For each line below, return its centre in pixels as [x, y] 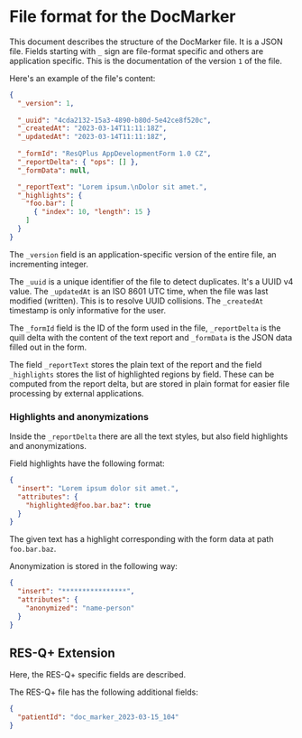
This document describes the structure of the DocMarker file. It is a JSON [146, 42]
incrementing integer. [49, 264]
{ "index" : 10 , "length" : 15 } [92, 212]
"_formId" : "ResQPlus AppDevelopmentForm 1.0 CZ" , [114, 154]
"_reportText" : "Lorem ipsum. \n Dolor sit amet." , [112, 187]
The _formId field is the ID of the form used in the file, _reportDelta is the [145, 328]
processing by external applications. [77, 393]
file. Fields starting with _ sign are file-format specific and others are [137, 51]
